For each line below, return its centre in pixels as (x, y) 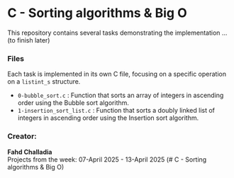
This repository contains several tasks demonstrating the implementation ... (117, 33)
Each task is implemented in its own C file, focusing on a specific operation (117, 74)
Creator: (22, 136)
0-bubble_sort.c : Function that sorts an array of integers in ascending (121, 95)
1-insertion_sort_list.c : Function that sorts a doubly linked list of (116, 111)
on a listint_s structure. (44, 82)
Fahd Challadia (30, 152)
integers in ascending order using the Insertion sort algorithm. (108, 118)
